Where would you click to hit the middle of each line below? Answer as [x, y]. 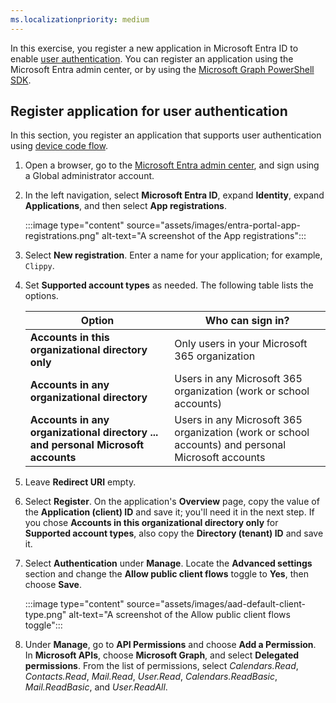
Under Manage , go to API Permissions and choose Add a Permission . [170, 645]
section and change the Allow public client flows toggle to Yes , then [166, 574]
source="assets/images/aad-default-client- [216, 604]
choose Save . [53, 585]
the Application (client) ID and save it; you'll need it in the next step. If [169, 512]
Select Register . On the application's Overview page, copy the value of [172, 502]
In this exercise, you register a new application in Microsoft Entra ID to [154, 48]
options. [41, 296]
